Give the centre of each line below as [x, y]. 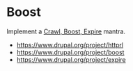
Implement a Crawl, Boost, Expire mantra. [66, 31]
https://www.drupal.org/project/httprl [70, 45]
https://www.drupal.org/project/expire [71, 59]
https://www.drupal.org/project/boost [70, 52]
